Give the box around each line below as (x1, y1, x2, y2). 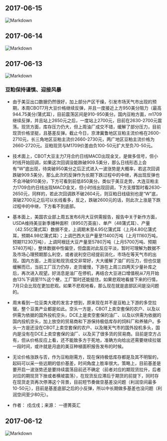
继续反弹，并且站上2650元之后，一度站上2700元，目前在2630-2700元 (12, 117, 158, 123)
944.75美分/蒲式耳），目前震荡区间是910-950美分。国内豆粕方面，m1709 (12, 111, 162, 117)
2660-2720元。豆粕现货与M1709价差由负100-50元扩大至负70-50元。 (12, 142, 156, 148)
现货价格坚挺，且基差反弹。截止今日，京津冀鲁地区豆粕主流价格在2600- (12, 130, 161, 136)
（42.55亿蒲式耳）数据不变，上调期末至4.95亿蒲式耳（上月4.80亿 (12, 226, 148, 232)
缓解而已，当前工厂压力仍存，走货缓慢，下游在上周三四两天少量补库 (12, 264, 153, 270)
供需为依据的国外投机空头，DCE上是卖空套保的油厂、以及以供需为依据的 (12, 312, 162, 318)
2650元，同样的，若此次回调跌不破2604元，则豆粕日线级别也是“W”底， (12, 190, 161, 197)
